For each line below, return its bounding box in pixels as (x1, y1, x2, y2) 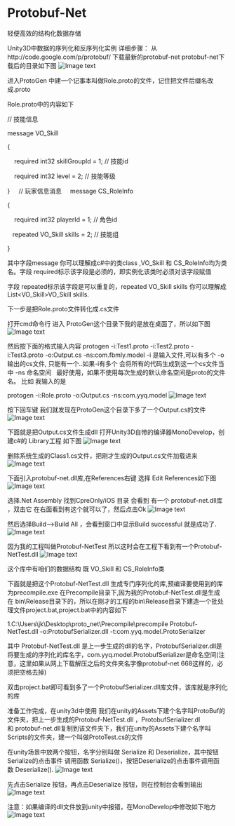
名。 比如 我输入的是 (7, 377, 67, 385)
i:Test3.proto (7, 351, 44, 359)
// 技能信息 (7, 114, 39, 123)
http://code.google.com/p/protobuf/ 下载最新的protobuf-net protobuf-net (7, 53, 219, 61)
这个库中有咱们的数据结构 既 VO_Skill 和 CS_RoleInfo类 (7, 564, 165, 573)
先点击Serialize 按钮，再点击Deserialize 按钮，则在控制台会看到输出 (7, 780, 203, 788)
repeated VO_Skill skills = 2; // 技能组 (12, 230, 119, 238)
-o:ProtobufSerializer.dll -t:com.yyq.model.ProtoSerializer (39, 627, 206, 635)
